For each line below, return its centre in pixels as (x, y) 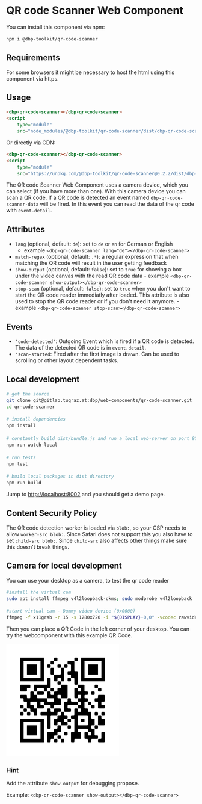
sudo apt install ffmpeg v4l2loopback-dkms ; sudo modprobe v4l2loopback (99, 598)
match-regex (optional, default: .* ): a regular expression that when (96, 257)
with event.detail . (29, 211)
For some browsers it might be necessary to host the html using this (90, 72)
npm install (21, 426)
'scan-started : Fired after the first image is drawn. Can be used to (97, 354)
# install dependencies (36, 419)
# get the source (28, 394)
